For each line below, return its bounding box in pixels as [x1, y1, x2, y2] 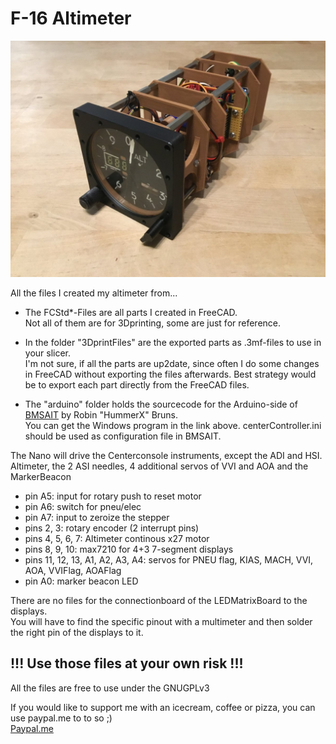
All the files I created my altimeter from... [10, 287, 178, 299]
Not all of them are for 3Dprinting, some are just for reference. [24, 317, 282, 329]
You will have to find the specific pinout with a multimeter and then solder [10, 615, 313, 627]
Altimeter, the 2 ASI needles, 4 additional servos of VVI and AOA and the [10, 460, 309, 472]
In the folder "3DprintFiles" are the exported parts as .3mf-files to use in [24, 336, 322, 348]
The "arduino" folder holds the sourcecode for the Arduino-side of [24, 398, 298, 410]
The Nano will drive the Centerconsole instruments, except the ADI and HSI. [10, 449, 323, 461]
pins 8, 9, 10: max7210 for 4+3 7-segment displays [24, 543, 234, 555]
